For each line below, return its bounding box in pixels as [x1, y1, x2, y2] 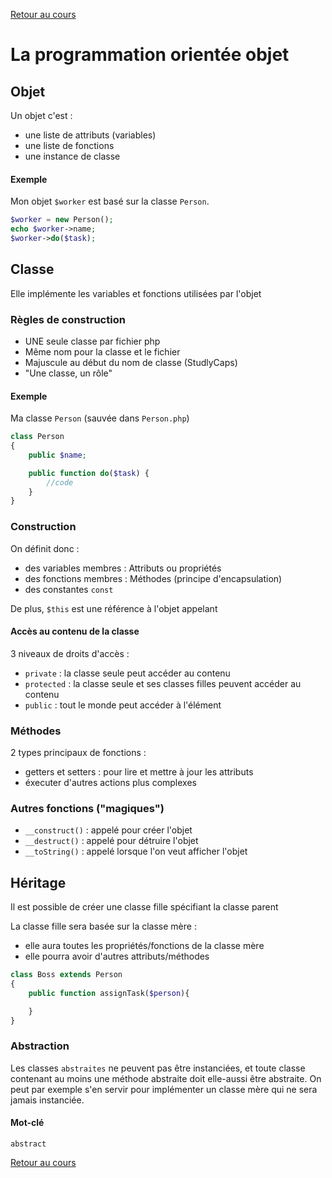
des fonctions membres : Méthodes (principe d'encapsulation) [24, 572, 283, 584]
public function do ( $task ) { [28, 468, 150, 478]
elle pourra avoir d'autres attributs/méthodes [24, 950, 210, 963]
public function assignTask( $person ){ [28, 988, 190, 998]
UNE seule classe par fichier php [24, 335, 161, 347]
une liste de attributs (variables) [24, 129, 157, 141]
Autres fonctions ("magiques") [10, 801, 165, 815]
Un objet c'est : [10, 110, 73, 121]
